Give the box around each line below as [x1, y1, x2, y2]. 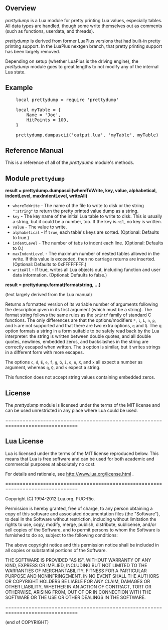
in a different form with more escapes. [5, 349, 84, 355]
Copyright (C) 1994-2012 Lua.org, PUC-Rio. [5, 495, 95, 502]
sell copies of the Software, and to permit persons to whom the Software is [5, 526, 160, 532]
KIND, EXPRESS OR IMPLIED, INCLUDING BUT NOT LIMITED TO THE [5, 562, 147, 568]
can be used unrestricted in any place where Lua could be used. [5, 407, 138, 414]
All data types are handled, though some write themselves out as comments [5, 23, 162, 29]
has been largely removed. [5, 48, 60, 54]
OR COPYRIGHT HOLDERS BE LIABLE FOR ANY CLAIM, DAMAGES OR [5, 578, 150, 584]
